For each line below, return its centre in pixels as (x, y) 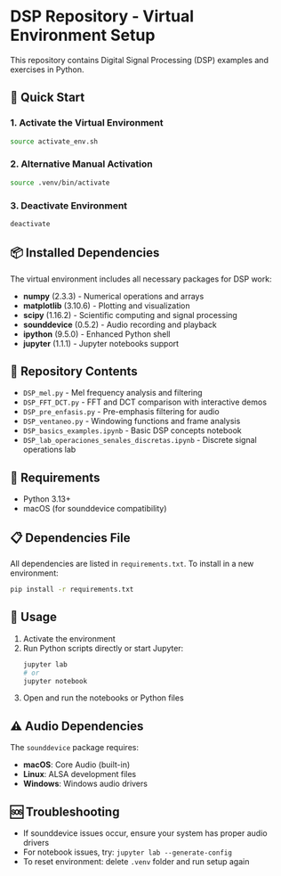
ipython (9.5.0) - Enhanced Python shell (96, 334)
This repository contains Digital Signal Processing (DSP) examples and (140, 60)
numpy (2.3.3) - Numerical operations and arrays (113, 296)
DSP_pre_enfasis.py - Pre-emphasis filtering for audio (121, 412)
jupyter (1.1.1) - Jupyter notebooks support (101, 343)
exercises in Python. (47, 70)
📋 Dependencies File (70, 538)
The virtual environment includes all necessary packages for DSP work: (141, 279)
